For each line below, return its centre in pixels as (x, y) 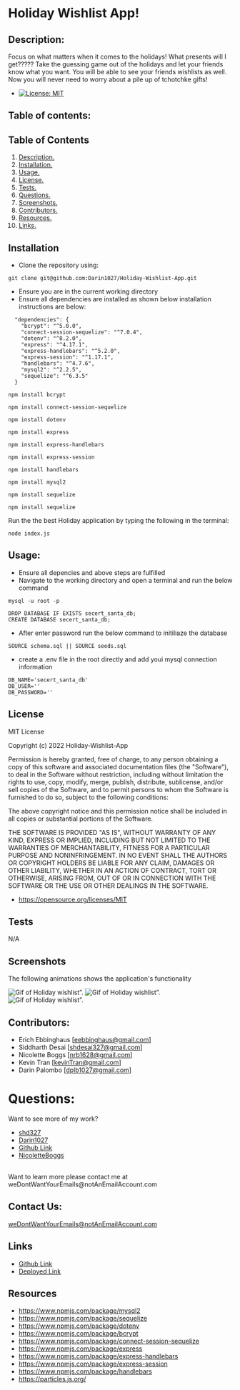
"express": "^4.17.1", (55, 345)
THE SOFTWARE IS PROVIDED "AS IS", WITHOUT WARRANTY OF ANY (112, 832)
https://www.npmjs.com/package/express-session (93, 1364)
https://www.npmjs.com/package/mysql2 (80, 1311)
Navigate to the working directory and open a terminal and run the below (125, 580)
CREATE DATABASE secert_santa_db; (60, 619)
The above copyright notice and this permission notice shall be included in (117, 811)
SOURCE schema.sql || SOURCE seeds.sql (67, 646)
